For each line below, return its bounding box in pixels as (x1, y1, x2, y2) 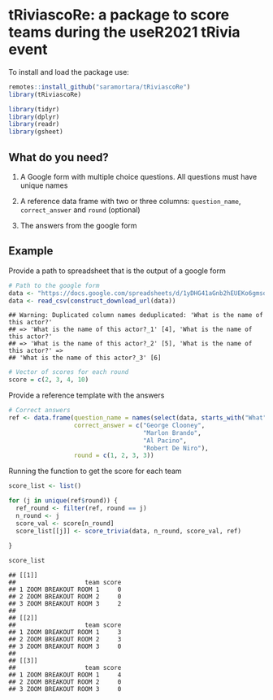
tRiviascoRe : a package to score (8, 6, 230, 24)
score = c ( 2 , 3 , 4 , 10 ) (8, 376, 89, 384)
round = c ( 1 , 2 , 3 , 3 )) (73, 451, 154, 460)
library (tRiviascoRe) (8, 90, 82, 98)
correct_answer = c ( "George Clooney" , (73, 421, 206, 429)
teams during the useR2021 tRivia (8, 23, 241, 41)
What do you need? (8, 150, 110, 164)
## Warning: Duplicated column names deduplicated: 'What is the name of (8, 311, 264, 320)
